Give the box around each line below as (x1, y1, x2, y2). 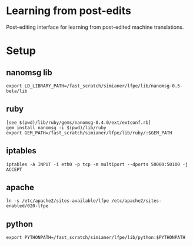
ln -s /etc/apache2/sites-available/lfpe (6, 198, 109, 204)
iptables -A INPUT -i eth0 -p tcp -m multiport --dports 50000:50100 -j (6, 161, 188, 167)
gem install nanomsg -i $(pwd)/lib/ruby (6, 124, 107, 130)
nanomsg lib (6, 68, 53, 77)
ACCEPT (6, 166, 22, 173)
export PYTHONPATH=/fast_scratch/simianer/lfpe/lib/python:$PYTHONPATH (6, 235, 185, 241)
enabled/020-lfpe (6, 203, 49, 209)
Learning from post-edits (6, 4, 131, 18)
